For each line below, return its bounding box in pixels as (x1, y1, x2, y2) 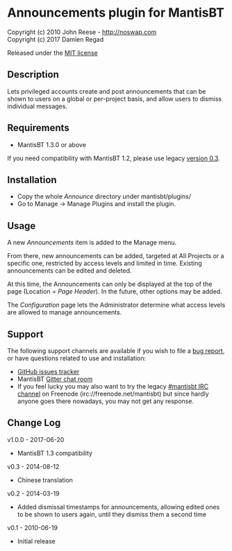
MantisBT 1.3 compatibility (17, 449, 92, 457)
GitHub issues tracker (17, 368, 80, 375)
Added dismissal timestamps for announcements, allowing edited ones (17, 502, 220, 511)
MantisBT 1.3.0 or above (17, 140, 87, 149)
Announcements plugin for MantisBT (7, 5, 224, 21)
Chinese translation (17, 475, 73, 484)
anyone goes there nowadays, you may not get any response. (17, 397, 194, 405)
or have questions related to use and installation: (7, 354, 147, 362)
